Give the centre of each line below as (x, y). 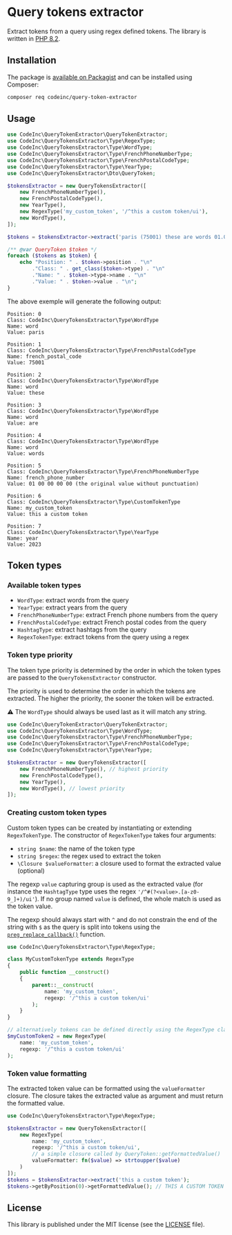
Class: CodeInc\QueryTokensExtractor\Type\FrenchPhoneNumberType (103, 472)
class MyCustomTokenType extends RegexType (71, 959)
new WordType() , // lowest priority (72, 788)
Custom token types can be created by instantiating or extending (99, 828)
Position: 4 (24, 435)
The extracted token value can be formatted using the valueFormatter (106, 1088)
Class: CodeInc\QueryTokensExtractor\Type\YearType (83, 532)
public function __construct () (65, 972)
